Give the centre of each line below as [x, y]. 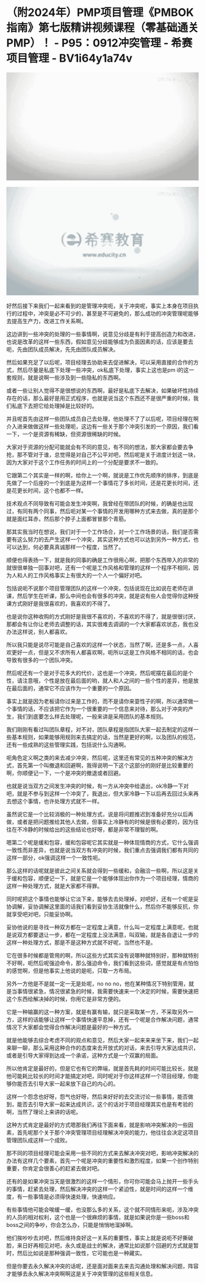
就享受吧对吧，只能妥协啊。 [41, 914]
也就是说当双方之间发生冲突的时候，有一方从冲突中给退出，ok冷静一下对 [98, 786]
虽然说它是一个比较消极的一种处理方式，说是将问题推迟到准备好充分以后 [97, 814]
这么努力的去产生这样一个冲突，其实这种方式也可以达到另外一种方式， [105, 539]
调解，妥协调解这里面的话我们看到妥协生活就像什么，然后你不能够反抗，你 [105, 906]
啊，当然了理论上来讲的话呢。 [44, 1111]
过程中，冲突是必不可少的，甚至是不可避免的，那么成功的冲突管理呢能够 [108, 313]
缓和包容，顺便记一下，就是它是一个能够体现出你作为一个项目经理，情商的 [105, 878]
